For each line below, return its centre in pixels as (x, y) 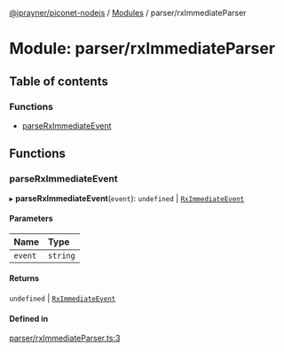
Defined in (29, 318)
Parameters (31, 219)
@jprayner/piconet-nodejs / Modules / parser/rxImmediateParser (128, 13)
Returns (24, 278)
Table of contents (59, 81)
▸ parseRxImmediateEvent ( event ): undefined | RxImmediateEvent (127, 198)
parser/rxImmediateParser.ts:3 (65, 338)
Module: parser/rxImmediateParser (142, 49)
